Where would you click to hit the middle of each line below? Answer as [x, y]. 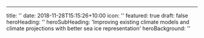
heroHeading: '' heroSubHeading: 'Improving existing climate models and [98, 22]
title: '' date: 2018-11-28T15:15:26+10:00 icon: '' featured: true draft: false [97, 15]
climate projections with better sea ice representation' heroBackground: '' [98, 28]
